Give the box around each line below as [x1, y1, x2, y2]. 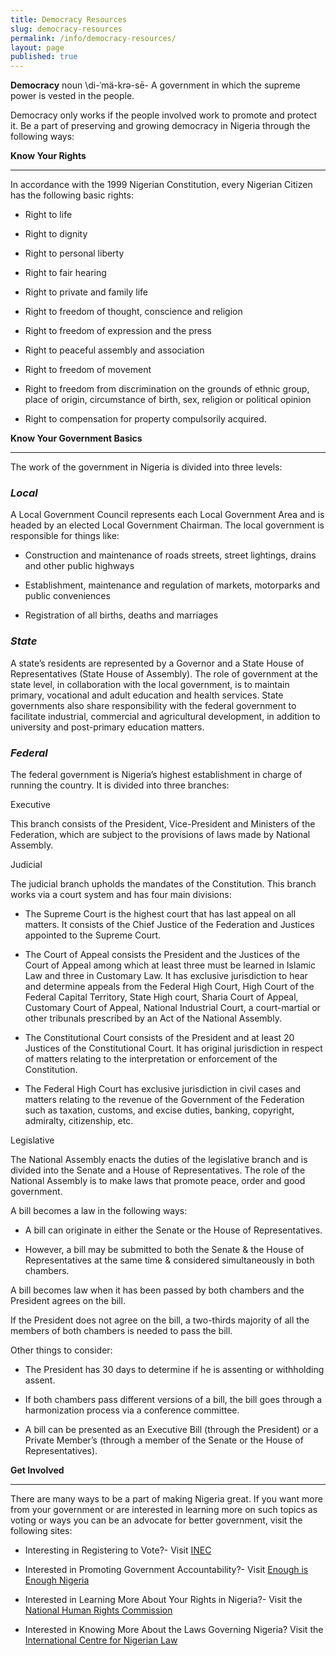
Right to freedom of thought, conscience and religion [24, 306, 243, 318]
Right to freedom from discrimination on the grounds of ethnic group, [24, 383, 310, 395]
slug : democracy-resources [10, 24, 123, 34]
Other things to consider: [10, 1344, 113, 1356]
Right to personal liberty [24, 247, 125, 260]
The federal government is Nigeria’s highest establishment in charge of [10, 769, 303, 781]
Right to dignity [24, 228, 88, 240]
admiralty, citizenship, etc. [24, 1115, 134, 1127]
